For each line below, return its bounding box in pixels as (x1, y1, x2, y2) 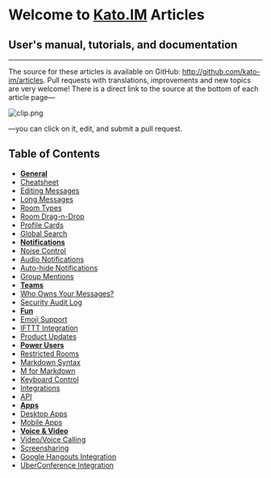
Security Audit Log (19, 297, 82, 307)
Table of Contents (8, 147, 101, 161)
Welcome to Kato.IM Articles (8, 6, 205, 24)
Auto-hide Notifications (19, 262, 98, 272)
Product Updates (19, 331, 77, 341)
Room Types (19, 203, 62, 212)
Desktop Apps (19, 409, 68, 418)
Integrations (19, 383, 60, 392)
